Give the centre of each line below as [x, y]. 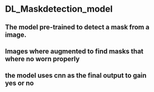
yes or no [19, 83]
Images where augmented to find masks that [74, 51]
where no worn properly [42, 59]
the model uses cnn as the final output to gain [76, 76]
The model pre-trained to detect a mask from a [77, 27]
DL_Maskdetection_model [59, 9]
